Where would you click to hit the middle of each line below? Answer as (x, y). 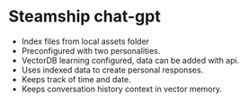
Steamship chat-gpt (84, 17)
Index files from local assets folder (85, 41)
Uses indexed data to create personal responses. (112, 70)
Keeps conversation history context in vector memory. (122, 89)
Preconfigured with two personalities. (91, 50)
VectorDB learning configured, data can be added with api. (130, 60)
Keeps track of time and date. (76, 79)
